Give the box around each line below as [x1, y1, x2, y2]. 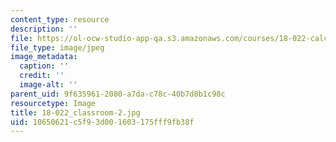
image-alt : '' [19, 80, 78, 90]
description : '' [10, 24, 78, 34]
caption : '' [19, 61, 70, 71]
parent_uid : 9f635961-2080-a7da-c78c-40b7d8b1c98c [10, 89, 226, 99]
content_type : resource [10, 14, 110, 25]
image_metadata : [10, 52, 78, 62]
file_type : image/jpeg [10, 42, 105, 53]
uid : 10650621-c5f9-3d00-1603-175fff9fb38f [10, 117, 195, 127]
